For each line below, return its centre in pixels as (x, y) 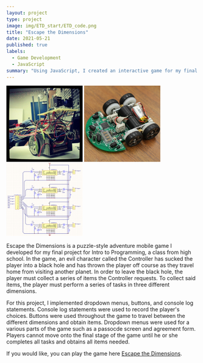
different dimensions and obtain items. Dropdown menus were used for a (98, 322)
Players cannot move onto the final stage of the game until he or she (92, 336)
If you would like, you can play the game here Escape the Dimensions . (94, 354)
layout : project (27, 13)
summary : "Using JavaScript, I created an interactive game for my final (102, 71)
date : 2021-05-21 (28, 39)
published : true (27, 45)
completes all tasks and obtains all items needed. (68, 342)
